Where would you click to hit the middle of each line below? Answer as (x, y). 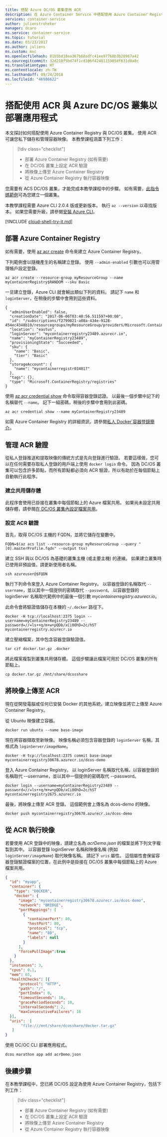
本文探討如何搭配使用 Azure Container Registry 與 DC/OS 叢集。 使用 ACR (81, 133)
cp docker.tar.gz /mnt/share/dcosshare (46, 674)
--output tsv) (73, 548)
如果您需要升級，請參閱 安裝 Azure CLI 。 (56, 211)
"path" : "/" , (32, 988)
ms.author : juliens (25, 47)
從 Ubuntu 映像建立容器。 (32, 720)
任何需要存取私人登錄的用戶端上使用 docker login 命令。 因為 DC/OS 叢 (87, 464)
